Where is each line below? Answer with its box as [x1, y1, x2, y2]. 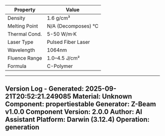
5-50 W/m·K [47, 31, 77, 37]
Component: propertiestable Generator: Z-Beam [5, 100, 156, 108]
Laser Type [7, 39, 33, 45]
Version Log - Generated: [5, 85, 84, 93]
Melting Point [7, 23, 38, 29]
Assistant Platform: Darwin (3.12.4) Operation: [5, 115, 150, 124]
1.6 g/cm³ [47, 15, 70, 21]
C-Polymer [47, 63, 73, 69]
